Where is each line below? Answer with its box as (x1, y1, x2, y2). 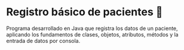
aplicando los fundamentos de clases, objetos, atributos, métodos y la (6, 31, 179, 38)
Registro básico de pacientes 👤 (6, 5, 163, 19)
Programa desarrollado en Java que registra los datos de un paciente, (6, 25, 178, 32)
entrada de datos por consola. (6, 37, 81, 44)
